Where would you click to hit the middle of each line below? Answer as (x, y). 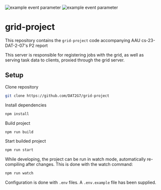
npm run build (19, 132)
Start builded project (25, 141)
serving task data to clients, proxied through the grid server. (65, 60)
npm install (17, 114)
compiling (15, 164)
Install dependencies (26, 105)
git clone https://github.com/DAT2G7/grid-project (57, 96)
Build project (18, 123)
